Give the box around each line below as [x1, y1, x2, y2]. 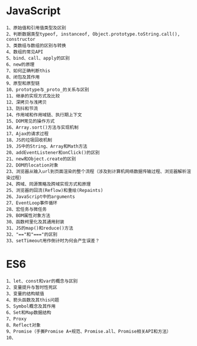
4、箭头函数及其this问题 [6, 297, 59, 303]
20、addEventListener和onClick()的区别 [6, 149, 100, 155]
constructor [6, 36, 35, 42]
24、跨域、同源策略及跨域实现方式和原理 [6, 181, 91, 187]
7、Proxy [6, 316, 27, 322]
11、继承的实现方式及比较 [6, 93, 60, 99]
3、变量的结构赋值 [6, 290, 44, 297]
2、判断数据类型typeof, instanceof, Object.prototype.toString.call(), [6, 31, 180, 37]
